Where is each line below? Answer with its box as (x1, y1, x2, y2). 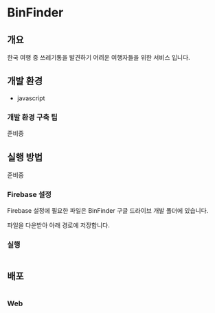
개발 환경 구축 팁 (7, 112, 58, 121)
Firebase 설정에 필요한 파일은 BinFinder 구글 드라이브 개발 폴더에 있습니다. (7, 207, 209, 215)
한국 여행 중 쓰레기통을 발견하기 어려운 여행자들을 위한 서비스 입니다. (7, 54, 190, 61)
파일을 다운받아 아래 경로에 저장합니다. (7, 221, 110, 229)
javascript (16, 94, 45, 102)
